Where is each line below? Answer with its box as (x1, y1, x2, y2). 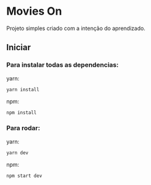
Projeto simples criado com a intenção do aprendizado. (6, 25, 145, 32)
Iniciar (6, 42, 31, 53)
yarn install (6, 86, 40, 92)
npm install (6, 109, 37, 116)
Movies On (6, 4, 62, 18)
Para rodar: (6, 124, 40, 132)
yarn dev (6, 149, 29, 156)
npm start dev (6, 173, 43, 179)
